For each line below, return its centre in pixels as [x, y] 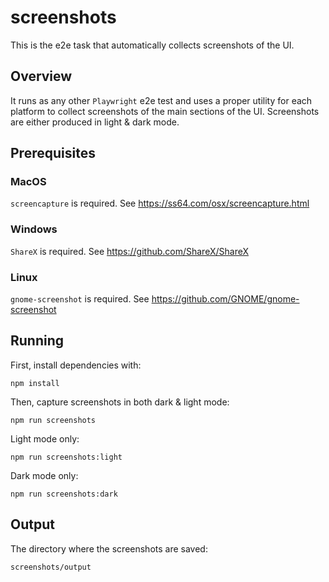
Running [37, 341]
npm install [35, 383]
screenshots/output [51, 567]
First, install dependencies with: [76, 365]
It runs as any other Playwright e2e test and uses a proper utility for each [161, 100]
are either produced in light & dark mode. [95, 122]
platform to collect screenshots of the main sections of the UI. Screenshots [165, 111]
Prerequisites [53, 153]
